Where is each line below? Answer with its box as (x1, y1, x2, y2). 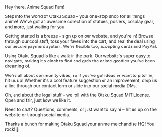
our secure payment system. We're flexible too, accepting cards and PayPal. (5, 44, 157, 49)
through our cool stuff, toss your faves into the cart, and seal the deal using (5, 38, 155, 44)
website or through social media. (5, 112, 70, 118)
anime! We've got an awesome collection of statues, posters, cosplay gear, (5, 19, 155, 24)
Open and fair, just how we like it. (5, 97, 71, 103)
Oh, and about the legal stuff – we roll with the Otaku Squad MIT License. (5, 92, 151, 98)
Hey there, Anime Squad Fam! (5, 4, 65, 10)
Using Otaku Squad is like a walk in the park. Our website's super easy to (5, 53, 151, 59)
